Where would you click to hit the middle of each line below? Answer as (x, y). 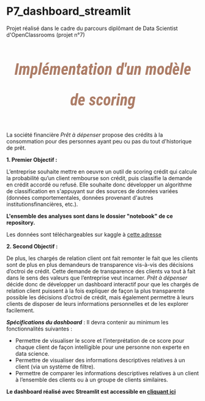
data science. (32, 353)
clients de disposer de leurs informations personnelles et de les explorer (97, 304)
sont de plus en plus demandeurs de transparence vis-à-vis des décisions (100, 264)
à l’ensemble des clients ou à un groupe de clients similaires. (91, 380)
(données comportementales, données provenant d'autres (80, 197)
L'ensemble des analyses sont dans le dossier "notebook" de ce (90, 216)
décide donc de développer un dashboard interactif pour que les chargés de (103, 284)
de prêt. (16, 148)
